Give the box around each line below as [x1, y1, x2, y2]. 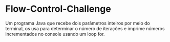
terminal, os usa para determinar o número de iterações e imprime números [5, 25, 165, 31]
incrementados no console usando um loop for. [5, 31, 105, 37]
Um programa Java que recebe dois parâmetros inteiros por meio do [5, 20, 150, 26]
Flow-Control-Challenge [5, 3, 111, 15]
